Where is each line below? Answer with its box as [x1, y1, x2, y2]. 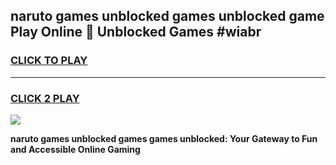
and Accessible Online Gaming [10, 143, 141, 155]
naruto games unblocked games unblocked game [10, 8, 325, 25]
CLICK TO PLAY [10, 54, 88, 68]
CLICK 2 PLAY [10, 91, 80, 105]
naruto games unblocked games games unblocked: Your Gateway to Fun [10, 132, 318, 144]
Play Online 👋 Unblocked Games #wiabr [10, 24, 262, 41]
